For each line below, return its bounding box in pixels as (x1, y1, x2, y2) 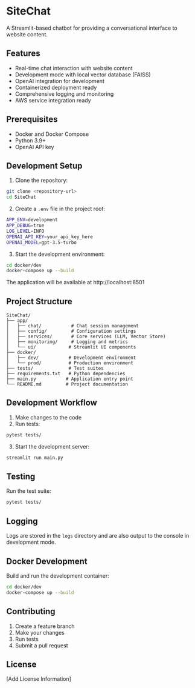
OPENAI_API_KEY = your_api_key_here (6, 233, 94, 240)
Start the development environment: (14, 250, 105, 258)
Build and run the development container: (6, 572, 110, 579)
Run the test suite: (6, 487, 51, 495)
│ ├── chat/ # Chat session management (6, 323, 139, 329)
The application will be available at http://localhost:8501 (6, 279, 145, 286)
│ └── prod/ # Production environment (6, 360, 134, 366)
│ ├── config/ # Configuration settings (6, 329, 136, 335)
